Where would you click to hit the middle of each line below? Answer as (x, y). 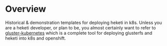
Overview (26, 9)
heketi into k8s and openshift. (36, 38)
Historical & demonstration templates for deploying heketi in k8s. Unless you (83, 23)
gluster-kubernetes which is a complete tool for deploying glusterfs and (79, 33)
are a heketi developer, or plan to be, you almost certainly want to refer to (81, 27)
